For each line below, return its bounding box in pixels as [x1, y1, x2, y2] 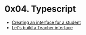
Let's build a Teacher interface [11, 24, 73, 30]
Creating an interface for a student [11, 19, 81, 25]
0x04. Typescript [4, 3, 76, 15]
